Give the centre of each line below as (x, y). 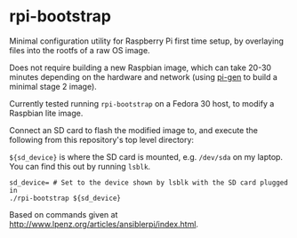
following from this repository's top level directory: (101, 139)
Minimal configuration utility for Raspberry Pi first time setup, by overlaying (147, 41)
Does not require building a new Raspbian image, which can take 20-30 (140, 67)
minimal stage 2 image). (53, 86)
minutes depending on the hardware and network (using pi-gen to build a (144, 76)
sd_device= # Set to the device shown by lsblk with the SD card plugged (149, 182)
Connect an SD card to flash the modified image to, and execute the (133, 130)
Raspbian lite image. (46, 113)
